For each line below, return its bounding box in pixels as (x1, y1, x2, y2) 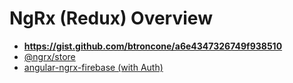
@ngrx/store (23, 50, 76, 62)
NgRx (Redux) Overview (9, 7, 213, 30)
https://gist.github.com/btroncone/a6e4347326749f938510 (23, 40, 283, 52)
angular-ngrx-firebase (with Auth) (23, 61, 164, 73)
